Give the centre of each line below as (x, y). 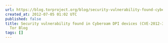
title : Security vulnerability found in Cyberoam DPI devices (71, 23)
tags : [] (14, 33)
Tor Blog (19, 28)
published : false (23, 19)
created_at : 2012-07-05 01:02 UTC (41, 14)
